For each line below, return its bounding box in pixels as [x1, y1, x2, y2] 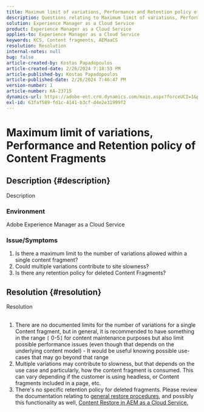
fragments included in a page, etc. [15, 380, 101, 387]
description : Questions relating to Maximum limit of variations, [6, 15, 178, 21]
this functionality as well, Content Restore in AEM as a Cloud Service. [15, 399, 189, 407]
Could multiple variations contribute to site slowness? [15, 263, 149, 270]
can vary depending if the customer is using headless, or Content [15, 373, 179, 380]
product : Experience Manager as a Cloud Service [6, 26, 132, 32]
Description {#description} [6, 176, 110, 186]
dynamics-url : [6, 94, 42, 100]
